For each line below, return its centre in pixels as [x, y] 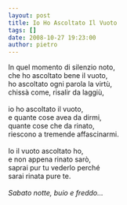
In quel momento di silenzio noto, [62, 67]
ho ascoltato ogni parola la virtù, [60, 84]
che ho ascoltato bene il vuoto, [58, 76]
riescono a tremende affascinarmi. [63, 134]
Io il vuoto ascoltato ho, [46, 151]
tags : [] [22, 30]
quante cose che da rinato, [51, 126]
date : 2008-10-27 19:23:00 [52, 37]
